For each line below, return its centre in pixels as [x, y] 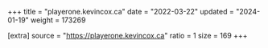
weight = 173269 [58, 20]
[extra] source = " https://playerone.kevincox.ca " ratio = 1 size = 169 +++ [128, 36]
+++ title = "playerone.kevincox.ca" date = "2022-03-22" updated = [121, 12]
